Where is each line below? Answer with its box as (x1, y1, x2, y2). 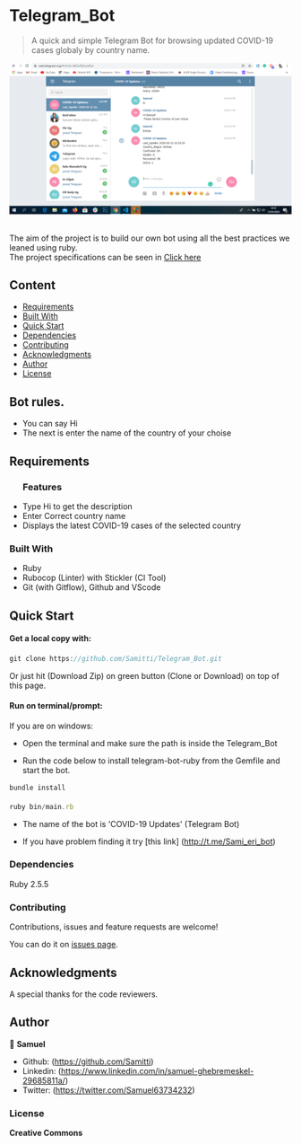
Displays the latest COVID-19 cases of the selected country (21, 520, 242, 531)
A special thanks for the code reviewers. (9, 989, 159, 1000)
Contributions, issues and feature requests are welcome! (9, 921, 219, 932)
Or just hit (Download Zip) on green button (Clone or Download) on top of (9, 670, 279, 681)
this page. (9, 680, 47, 691)
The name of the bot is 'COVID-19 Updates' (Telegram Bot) (21, 818, 240, 829)
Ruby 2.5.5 (9, 878, 49, 889)
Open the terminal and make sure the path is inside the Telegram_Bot (21, 737, 278, 748)
